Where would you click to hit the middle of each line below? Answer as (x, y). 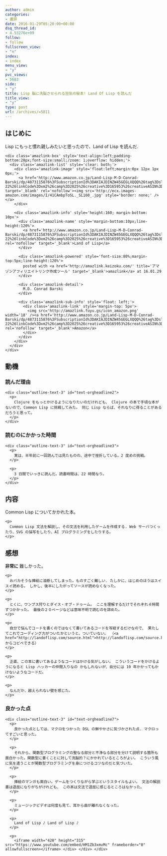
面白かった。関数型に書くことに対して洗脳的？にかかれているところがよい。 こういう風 (82, 758)
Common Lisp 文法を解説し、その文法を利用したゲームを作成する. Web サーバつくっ (85, 527)
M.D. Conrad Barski (43, 289)
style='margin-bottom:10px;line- (113, 221)
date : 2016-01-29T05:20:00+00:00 (40, 24)
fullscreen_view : (23, 47)
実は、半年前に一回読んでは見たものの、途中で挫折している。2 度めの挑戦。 (81, 455)
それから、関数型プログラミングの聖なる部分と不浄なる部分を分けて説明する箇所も (86, 753)
